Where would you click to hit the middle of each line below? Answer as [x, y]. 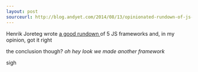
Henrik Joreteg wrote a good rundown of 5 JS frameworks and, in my [90, 33]
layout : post [22, 11]
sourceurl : [19, 17]
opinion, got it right [29, 40]
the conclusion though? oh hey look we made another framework [85, 51]
